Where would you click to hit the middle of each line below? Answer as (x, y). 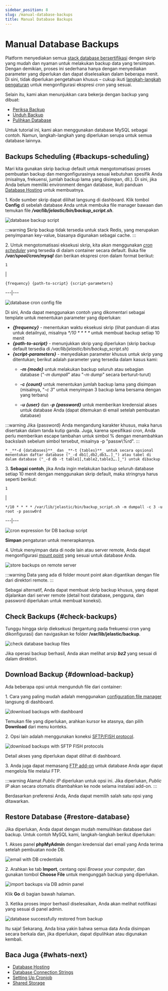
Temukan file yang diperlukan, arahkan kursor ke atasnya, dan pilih (74, 721)
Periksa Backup (29, 110)
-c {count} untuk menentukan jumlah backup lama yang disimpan (88, 384)
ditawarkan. (18, 801)
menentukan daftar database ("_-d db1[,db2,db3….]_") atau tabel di (78, 455)
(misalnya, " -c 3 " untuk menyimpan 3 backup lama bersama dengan (91, 390)
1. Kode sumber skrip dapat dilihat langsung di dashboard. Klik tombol (77, 200)
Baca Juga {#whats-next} (46, 955)
